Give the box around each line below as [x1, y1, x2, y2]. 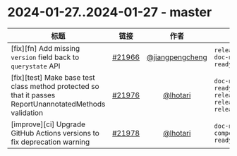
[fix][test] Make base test [11, 72, 95, 82]
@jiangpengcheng [146, 52, 208, 62]
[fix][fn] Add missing [11, 43, 80, 53]
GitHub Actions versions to [11, 128, 100, 138]
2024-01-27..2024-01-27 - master [7, 4, 212, 20]
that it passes [11, 90, 56, 100]
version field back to [11, 52, 80, 62]
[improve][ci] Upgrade [11, 119, 86, 129]
